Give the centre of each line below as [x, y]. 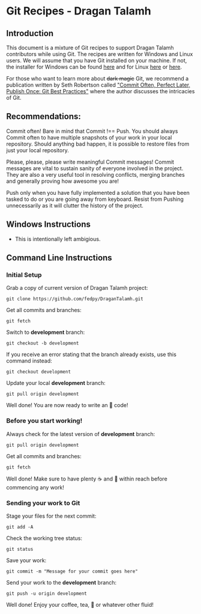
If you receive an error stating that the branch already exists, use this [91, 355]
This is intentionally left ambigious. [58, 239]
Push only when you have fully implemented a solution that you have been [98, 192]
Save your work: [26, 560]
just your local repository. [37, 150]
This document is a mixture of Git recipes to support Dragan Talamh [90, 48]
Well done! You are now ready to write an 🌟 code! [67, 405]
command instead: [29, 361]
